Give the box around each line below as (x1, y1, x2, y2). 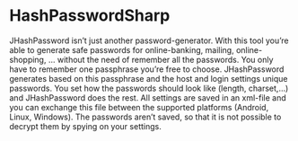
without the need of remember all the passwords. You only (57, 54, 274, 65)
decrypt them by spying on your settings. (9, 120, 162, 131)
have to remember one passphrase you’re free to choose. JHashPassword (9, 64, 285, 75)
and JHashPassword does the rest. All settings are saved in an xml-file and (9, 92, 287, 103)
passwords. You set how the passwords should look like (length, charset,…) (9, 83, 289, 93)
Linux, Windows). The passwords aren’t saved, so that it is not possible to (9, 111, 282, 122)
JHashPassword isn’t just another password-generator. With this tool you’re (9, 35, 289, 46)
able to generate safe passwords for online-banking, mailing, (9, 44, 235, 55)
